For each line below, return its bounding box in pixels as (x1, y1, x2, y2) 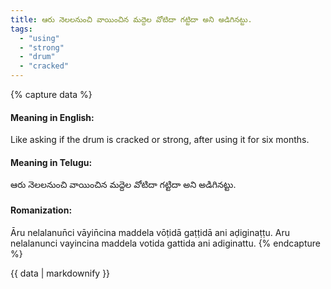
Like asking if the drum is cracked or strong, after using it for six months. (10, 134, 310, 146)
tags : (10, 24, 33, 34)
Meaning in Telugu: (10, 156, 93, 168)
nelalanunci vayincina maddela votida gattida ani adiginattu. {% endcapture (10, 237, 321, 249)
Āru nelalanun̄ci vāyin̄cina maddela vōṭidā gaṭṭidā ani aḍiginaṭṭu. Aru (10, 226, 291, 238)
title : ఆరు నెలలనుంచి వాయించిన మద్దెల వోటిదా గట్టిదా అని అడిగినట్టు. (10, 14, 253, 25)
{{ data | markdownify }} (10, 267, 111, 279)
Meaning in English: (10, 111, 95, 123)
